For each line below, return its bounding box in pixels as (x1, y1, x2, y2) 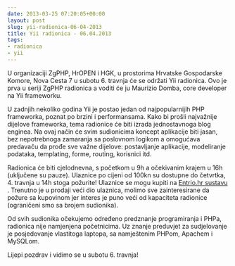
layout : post (7, 17, 46, 24)
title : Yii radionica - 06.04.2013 (7, 30, 112, 37)
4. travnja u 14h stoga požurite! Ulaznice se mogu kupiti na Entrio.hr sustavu (7, 178, 228, 186)
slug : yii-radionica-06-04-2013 (7, 23, 102, 30)
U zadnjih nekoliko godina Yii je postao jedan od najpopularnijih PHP (7, 105, 205, 113)
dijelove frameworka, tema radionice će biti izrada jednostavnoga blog (7, 120, 211, 128)
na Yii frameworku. (7, 91, 62, 99)
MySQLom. (7, 236, 40, 245)
